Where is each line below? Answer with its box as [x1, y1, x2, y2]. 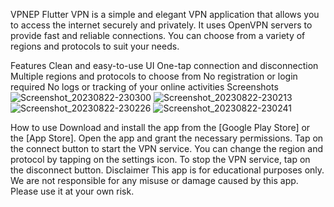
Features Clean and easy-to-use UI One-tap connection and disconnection [10, 60, 319, 71]
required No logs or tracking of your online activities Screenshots [10, 81, 279, 93]
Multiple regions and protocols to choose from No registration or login [10, 70, 298, 82]
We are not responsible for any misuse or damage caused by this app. [10, 175, 299, 186]
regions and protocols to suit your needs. [10, 40, 180, 52]
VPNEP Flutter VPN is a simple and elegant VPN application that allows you [10, 9, 320, 20]
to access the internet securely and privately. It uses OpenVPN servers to [10, 19, 313, 31]
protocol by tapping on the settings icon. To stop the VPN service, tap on [10, 154, 311, 165]
